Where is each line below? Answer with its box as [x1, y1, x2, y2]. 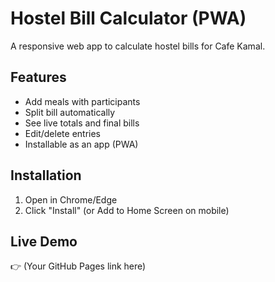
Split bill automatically [24, 106, 116, 118]
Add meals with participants [24, 95, 141, 107]
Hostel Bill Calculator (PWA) [10, 7, 247, 30]
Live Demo [10, 233, 78, 250]
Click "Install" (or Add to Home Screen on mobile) [24, 204, 230, 216]
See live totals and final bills [24, 117, 140, 129]
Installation [10, 167, 82, 184]
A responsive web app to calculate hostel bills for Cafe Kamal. [10, 40, 266, 52]
